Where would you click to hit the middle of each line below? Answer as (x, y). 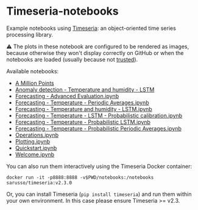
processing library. (30, 34)
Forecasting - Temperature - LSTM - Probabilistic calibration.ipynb (99, 115)
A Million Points (34, 83)
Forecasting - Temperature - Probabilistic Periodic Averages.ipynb (98, 128)
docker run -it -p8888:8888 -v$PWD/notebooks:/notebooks (80, 177)
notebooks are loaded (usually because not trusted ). (72, 59)
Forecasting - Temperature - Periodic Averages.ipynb (82, 103)
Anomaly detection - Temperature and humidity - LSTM (85, 89)
